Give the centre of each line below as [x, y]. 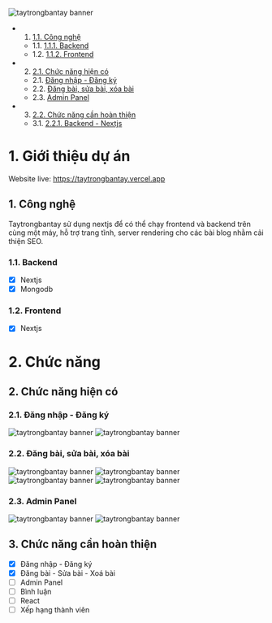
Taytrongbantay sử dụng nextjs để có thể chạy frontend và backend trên [130, 224]
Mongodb [37, 290]
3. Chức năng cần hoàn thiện [83, 545]
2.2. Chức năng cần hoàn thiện [84, 115]
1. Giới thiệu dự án [69, 157]
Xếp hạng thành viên [55, 610]
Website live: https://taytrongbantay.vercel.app [87, 178]
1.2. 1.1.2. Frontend [63, 54]
